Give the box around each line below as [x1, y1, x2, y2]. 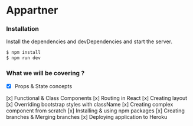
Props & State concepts [14, 82, 73, 89]
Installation [6, 25, 40, 33]
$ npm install [6, 50, 41, 56]
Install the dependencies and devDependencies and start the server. [6, 38, 173, 45]
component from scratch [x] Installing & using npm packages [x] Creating [6, 107, 185, 114]
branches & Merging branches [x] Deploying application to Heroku [6, 113, 168, 120]
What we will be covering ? [6, 69, 85, 77]
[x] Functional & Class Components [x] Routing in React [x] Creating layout [6, 94, 188, 101]
